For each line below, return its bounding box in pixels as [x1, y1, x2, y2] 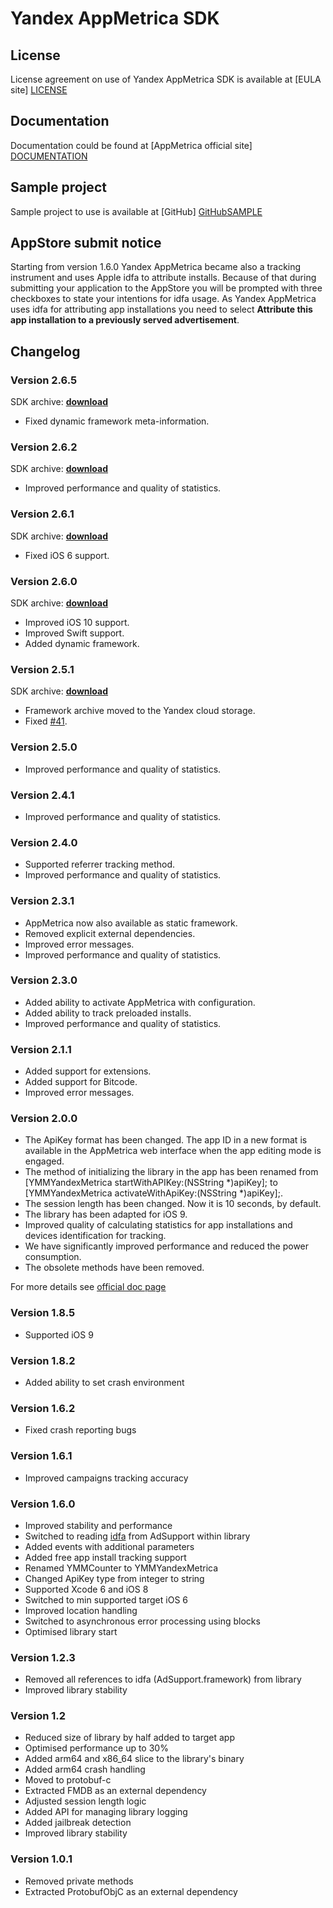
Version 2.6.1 [10, 507, 75, 521]
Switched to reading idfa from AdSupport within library [24, 1530, 251, 1542]
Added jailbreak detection [24, 1817, 132, 1829]
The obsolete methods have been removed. [24, 1262, 205, 1274]
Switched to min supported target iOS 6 [24, 1593, 188, 1606]
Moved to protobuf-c [24, 1774, 112, 1786]
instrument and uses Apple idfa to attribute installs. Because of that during [10, 272, 317, 284]
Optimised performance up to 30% [24, 1742, 169, 1754]
